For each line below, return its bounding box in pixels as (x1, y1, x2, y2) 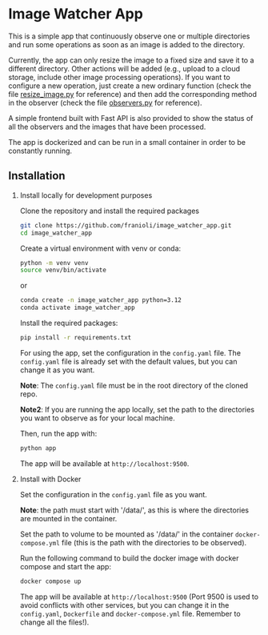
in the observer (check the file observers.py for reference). (8, 98, 202, 107)
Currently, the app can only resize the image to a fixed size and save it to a (8, 55, 254, 65)
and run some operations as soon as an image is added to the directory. (8, 39, 246, 49)
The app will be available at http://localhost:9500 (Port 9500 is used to (19, 592, 258, 601)
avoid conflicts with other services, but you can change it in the (19, 600, 230, 609)
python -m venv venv (19, 259, 89, 267)
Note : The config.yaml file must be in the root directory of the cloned (19, 380, 249, 390)
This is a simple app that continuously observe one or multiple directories (8, 31, 250, 41)
